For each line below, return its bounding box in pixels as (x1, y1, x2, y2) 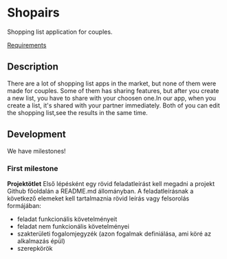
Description (7, 61, 58, 73)
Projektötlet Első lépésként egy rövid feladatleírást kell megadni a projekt (7, 179, 215, 187)
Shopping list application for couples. (7, 28, 113, 36)
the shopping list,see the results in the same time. (7, 108, 148, 116)
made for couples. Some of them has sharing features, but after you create (7, 86, 219, 94)
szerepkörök (17, 244, 53, 252)
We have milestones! (7, 147, 67, 155)
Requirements (7, 41, 47, 49)
